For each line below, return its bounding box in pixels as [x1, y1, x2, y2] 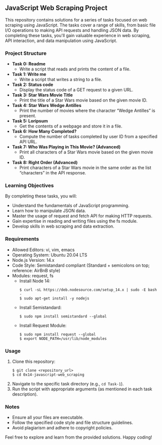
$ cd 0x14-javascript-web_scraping [12, 372, 85, 377]
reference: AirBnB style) [12, 267, 61, 273]
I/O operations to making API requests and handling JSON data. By [5, 27, 139, 33]
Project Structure [5, 50, 47, 57]
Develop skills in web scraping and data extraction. [12, 223, 114, 229]
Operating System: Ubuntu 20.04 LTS [12, 252, 88, 258]
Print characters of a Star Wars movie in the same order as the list [19, 165, 152, 170]
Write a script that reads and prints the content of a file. [19, 66, 131, 72]
